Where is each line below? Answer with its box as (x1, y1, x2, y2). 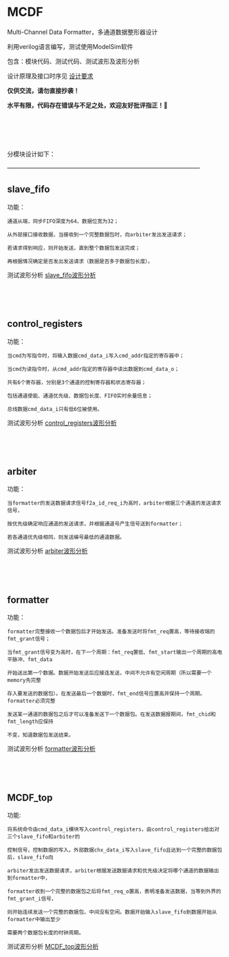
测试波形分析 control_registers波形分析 (7, 419, 117, 427)
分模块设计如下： (7, 150, 56, 158)
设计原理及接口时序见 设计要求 (7, 72, 94, 80)
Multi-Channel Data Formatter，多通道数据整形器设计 (7, 28, 158, 36)
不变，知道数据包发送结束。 (7, 732, 74, 738)
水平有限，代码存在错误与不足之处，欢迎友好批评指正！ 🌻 (7, 101, 168, 109)
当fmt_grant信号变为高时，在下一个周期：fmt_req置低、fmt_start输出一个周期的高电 (7, 649, 223, 656)
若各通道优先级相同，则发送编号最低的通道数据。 (7, 534, 125, 541)
